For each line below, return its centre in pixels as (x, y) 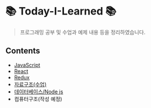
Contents (23, 51)
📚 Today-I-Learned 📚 (61, 11)
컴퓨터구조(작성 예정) (38, 99)
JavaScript (27, 65)
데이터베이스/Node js (38, 92)
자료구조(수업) (30, 84)
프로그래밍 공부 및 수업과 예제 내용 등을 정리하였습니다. (83, 32)
